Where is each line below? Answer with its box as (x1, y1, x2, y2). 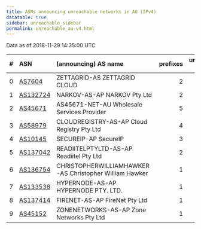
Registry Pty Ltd (56, 125, 101, 133)
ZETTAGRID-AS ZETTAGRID (56, 74, 136, 82)
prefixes (159, 60, 184, 68)
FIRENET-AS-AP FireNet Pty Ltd (56, 196, 148, 204)
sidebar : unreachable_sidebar (6, 20, 82, 26)
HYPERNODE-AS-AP (56, 179, 117, 187)
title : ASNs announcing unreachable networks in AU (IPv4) (6, 8, 157, 15)
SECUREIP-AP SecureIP (56, 135, 124, 143)
